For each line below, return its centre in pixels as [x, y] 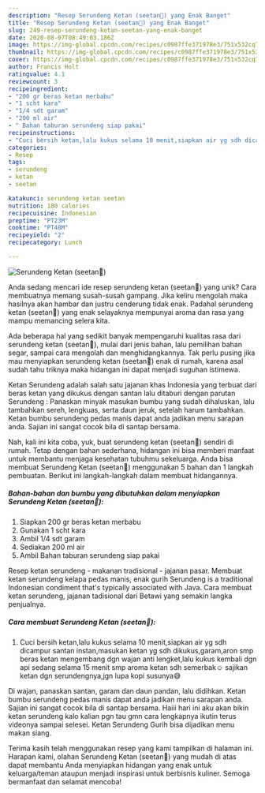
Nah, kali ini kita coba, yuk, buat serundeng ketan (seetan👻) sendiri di [121, 442]
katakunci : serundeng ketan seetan [67, 198]
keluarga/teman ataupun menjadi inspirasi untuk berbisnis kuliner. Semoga [129, 773]
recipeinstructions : [42, 133]
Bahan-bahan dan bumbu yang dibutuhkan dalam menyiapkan [114, 493]
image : [19, 45]
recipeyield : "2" [37, 235]
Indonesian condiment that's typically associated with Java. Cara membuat [130, 587]
